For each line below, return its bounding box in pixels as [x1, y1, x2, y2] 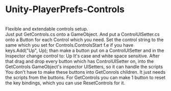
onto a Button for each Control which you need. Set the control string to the [5, 37, 164, 43]
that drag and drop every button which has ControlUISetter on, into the [5, 58, 154, 64]
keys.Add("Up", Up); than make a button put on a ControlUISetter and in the [5, 47, 164, 53]
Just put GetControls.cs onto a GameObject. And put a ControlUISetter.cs [5, 31, 160, 37]
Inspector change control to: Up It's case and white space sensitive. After [5, 52, 160, 59]
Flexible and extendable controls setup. [5, 25, 88, 32]
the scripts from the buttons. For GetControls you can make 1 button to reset [5, 74, 166, 80]
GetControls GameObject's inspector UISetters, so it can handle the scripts [5, 64, 163, 70]
